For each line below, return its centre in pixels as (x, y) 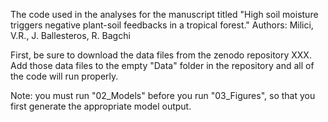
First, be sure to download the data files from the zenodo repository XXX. (161, 55)
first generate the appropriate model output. (101, 106)
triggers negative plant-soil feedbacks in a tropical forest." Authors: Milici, (162, 25)
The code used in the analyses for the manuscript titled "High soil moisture (164, 14)
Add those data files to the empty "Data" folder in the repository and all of (162, 65)
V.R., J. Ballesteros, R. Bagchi (70, 35)
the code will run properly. (64, 76)
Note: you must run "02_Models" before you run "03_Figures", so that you (163, 95)
